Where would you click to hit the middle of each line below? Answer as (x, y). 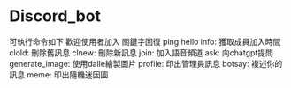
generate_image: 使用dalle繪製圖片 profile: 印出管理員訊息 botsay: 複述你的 (146, 63)
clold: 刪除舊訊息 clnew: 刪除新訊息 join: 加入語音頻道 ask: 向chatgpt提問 (142, 52)
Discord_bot (55, 16)
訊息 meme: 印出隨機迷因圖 (59, 74)
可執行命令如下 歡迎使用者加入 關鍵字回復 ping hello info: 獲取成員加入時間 (145, 41)
